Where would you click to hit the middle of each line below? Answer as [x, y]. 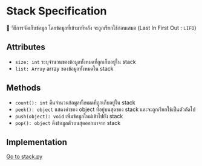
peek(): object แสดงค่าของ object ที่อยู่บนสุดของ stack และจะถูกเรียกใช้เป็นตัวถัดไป [105, 109]
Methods [24, 88]
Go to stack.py [24, 157]
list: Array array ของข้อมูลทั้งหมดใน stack [64, 68]
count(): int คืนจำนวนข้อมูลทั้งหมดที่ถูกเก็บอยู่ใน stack [75, 102]
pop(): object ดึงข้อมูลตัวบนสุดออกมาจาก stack [68, 123]
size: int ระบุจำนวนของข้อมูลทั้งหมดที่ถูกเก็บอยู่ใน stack [75, 62]
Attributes [26, 47]
